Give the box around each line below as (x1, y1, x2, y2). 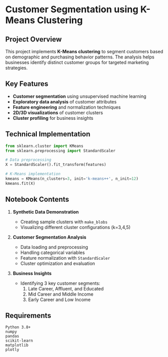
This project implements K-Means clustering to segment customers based (5, 49, 163, 54)
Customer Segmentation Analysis (12, 234, 87, 240)
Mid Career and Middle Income (28, 291, 94, 297)
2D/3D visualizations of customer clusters (12, 109, 103, 116)
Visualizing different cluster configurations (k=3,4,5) (20, 224, 131, 230)
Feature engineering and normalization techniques (12, 104, 121, 110)
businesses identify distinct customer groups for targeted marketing (5, 59, 149, 65)
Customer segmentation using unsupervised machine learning (12, 93, 147, 99)
